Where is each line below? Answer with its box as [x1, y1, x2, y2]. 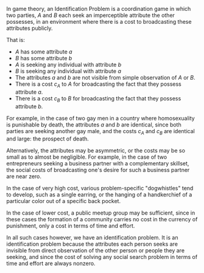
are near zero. [6, 173, 41, 180]
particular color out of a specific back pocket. [6, 198, 121, 205]
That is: [6, 36, 26, 43]
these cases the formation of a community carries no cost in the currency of [6, 216, 198, 223]
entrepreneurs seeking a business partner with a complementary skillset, [6, 160, 189, 167]
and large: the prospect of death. [6, 135, 90, 142]
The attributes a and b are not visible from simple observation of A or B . [15, 74, 195, 81]
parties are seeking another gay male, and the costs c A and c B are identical [6, 127, 195, 136]
